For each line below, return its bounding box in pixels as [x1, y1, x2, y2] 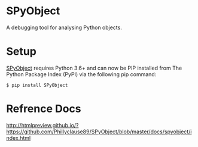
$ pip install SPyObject [6, 82, 68, 88]
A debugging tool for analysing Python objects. [6, 24, 123, 31]
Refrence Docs [6, 102, 82, 115]
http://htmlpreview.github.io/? [6, 121, 79, 129]
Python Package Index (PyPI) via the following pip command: [6, 70, 157, 78]
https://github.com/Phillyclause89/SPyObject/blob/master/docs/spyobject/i [6, 128, 192, 135]
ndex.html [6, 134, 31, 141]
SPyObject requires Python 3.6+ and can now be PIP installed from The [6, 64, 182, 71]
